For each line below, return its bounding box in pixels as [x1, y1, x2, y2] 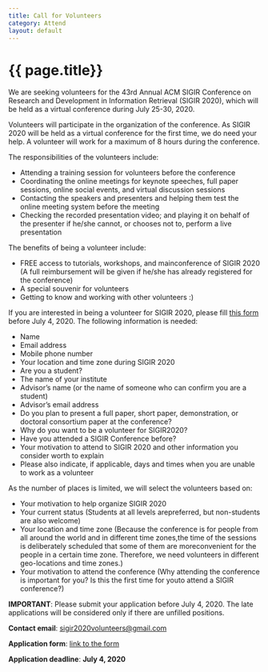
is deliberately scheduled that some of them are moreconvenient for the [19, 542, 257, 551]
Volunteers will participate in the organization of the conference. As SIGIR [8, 120, 250, 130]
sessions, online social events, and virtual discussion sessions [19, 185, 226, 194]
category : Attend [8, 19, 66, 27]
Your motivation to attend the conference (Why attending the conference [19, 567, 260, 577]
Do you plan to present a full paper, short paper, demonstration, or [19, 409, 238, 418]
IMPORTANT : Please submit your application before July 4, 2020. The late [8, 599, 254, 609]
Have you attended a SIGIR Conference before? [19, 434, 177, 444]
